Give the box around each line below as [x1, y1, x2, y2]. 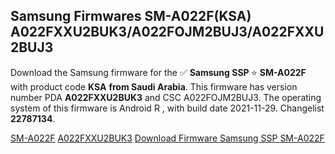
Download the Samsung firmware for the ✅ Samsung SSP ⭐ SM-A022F [10, 66, 307, 78]
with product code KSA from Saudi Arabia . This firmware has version [10, 80, 298, 93]
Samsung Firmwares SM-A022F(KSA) [10, 8, 252, 25]
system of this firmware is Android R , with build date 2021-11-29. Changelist [10, 102, 325, 114]
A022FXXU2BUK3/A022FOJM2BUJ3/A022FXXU [10, 24, 325, 41]
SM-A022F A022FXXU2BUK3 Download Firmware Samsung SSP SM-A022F [10, 132, 325, 144]
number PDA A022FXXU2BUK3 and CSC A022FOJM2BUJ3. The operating [10, 91, 322, 103]
